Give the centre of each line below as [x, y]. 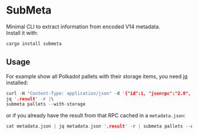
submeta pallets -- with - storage [46, 104]
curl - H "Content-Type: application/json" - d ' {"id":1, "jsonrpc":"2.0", [99, 93]
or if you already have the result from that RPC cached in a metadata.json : [96, 116]
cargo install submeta [34, 44]
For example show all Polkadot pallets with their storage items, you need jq [97, 76]
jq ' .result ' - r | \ [30, 99]
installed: [17, 83]
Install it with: [22, 32]
